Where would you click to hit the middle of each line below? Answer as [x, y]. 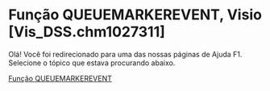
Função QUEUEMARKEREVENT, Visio [135, 15]
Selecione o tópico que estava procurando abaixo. [92, 63]
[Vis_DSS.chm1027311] [87, 32]
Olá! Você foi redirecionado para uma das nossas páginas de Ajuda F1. [125, 54]
